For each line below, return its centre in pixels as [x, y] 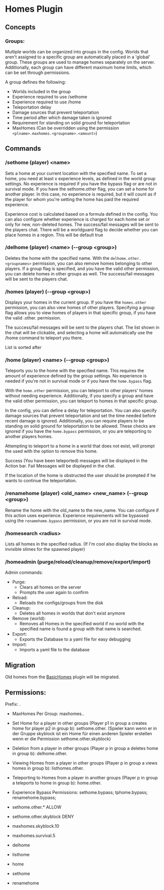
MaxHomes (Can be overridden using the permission [65, 128]
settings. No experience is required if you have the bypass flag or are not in [81, 184]
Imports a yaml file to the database [54, 650]
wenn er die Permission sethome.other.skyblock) [61, 739]
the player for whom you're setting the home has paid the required [72, 199]
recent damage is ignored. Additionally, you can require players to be [75, 421]
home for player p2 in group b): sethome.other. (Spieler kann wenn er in [84, 728]
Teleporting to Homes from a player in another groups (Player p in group [85, 777]
